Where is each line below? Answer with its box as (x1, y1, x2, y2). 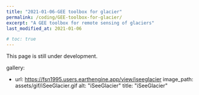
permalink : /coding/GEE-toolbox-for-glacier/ (6, 14, 122, 20)
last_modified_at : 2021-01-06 (6, 25, 82, 32)
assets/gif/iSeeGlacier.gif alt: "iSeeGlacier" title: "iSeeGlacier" (14, 82, 168, 90)
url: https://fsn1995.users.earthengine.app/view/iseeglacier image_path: (14, 76, 194, 83)
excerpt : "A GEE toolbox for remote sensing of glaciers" (6, 20, 155, 26)
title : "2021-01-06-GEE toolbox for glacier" (6, 8, 122, 15)
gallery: (6, 64, 25, 72)
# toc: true (6, 36, 36, 42)
